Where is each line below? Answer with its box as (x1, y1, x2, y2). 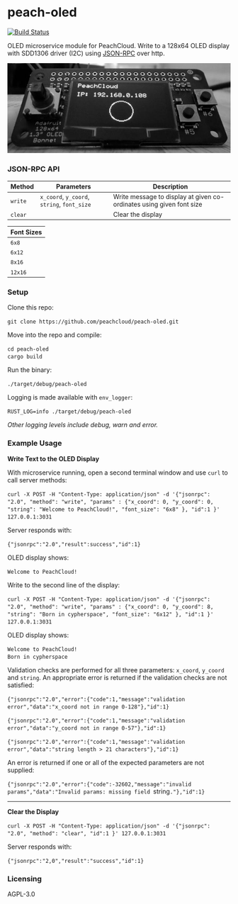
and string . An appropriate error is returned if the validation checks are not (7, 673, 227, 682)
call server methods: (7, 475, 67, 484)
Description (152, 182, 188, 191)
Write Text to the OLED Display (7, 454, 100, 463)
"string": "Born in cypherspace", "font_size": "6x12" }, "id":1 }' (7, 611, 214, 618)
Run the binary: (7, 366, 52, 374)
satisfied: (7, 681, 34, 689)
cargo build (7, 354, 42, 361)
